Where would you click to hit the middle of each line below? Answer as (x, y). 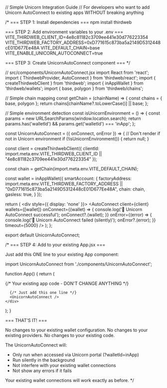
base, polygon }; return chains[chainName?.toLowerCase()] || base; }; (77, 103)
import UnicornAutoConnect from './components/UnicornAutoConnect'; (79, 264)
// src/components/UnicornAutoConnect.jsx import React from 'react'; (77, 72)
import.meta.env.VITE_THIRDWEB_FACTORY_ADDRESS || (64, 184)
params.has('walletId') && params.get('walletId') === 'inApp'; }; (70, 124)
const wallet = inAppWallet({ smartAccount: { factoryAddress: (69, 178)
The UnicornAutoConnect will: (36, 345)
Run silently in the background (44, 360)
